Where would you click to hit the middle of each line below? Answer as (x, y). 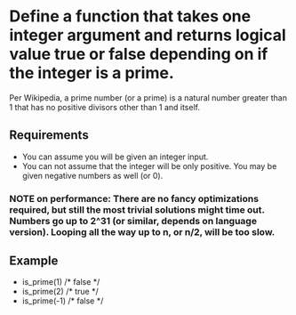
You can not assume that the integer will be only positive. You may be (149, 166)
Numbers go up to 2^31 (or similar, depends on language (133, 221)
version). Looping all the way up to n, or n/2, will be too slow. (142, 231)
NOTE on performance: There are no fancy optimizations (134, 198)
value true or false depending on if (139, 54)
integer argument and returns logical (148, 35)
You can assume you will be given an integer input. (115, 157)
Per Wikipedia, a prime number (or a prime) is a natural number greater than (148, 97)
